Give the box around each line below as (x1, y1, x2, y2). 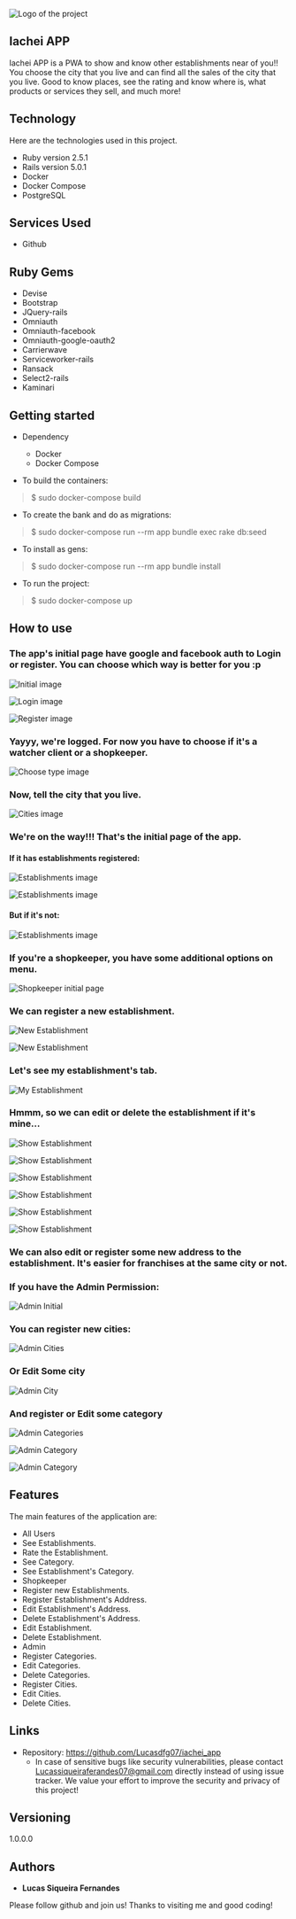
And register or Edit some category (9, 1407, 163, 1419)
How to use (9, 621, 72, 636)
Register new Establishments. (21, 1584, 130, 1595)
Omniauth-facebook (21, 326, 95, 337)
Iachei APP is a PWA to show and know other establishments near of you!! (9, 58, 278, 68)
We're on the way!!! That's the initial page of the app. (9, 831, 242, 843)
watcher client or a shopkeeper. (9, 746, 148, 758)
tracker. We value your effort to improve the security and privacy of (34, 1775, 281, 1785)
